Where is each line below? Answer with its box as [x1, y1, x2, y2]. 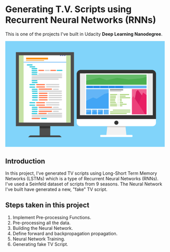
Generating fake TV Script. [12, 241, 68, 247]
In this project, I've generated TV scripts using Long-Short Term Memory [5, 170, 157, 176]
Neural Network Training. [12, 236, 65, 242]
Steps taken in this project [5, 201, 90, 210]
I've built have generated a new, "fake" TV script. [5, 186, 108, 192]
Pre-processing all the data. [12, 220, 71, 226]
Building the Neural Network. [12, 225, 73, 231]
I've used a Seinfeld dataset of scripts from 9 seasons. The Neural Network [5, 181, 163, 187]
